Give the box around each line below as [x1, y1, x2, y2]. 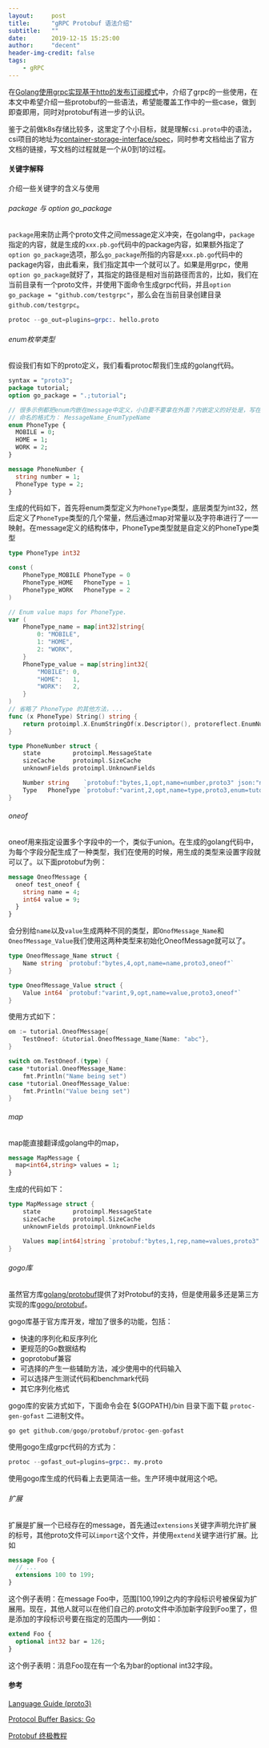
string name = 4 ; [22, 888, 81, 896]
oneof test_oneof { [15, 880, 81, 888]
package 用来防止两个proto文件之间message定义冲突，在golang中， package [8, 230, 255, 239]
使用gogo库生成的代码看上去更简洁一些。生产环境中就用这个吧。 [8, 1474, 222, 1483]
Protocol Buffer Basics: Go [8, 1714, 96, 1724]
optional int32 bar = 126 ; [15, 1637, 106, 1645]
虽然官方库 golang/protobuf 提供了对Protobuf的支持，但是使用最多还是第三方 [8, 1289, 259, 1299]
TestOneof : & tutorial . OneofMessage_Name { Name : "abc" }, [22, 1035, 210, 1043]
